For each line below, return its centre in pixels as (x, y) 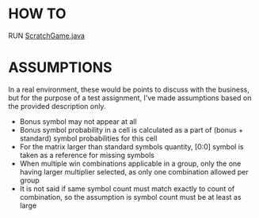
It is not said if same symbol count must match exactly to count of (127, 188)
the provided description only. (57, 106)
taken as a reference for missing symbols (87, 155)
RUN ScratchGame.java (47, 36)
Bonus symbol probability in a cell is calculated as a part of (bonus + (131, 130)
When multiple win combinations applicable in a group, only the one (130, 163)
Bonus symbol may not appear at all (78, 121)
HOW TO (37, 14)
